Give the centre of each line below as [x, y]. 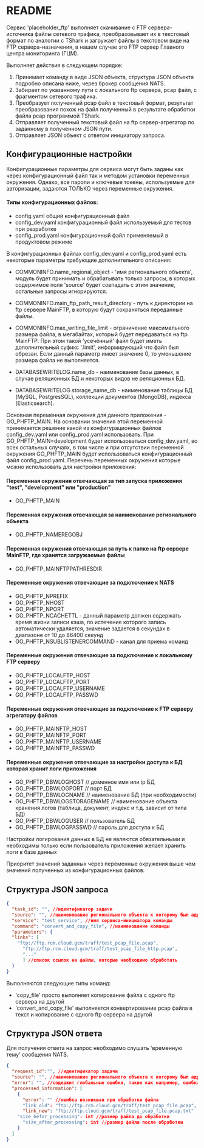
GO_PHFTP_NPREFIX [42, 596]
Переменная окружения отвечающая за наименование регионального [101, 515]
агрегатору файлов [32, 715]
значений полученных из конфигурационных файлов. [76, 870]
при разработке [36, 228]
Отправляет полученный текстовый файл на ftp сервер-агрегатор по [105, 122]
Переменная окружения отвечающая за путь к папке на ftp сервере [98, 548]
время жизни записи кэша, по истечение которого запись [90, 622]
